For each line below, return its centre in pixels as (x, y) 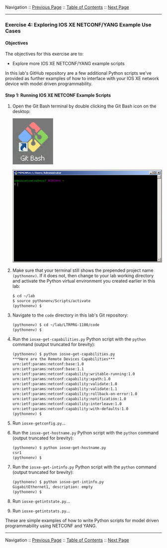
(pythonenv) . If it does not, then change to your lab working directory (83, 276)
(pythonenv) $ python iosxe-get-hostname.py (59, 448)
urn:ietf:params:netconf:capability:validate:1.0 (65, 384)
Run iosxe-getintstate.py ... (41, 501)
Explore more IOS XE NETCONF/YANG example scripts (69, 64)
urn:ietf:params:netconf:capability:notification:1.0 (69, 399)
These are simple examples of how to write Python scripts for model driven (82, 521)
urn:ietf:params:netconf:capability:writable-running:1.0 (74, 374)
